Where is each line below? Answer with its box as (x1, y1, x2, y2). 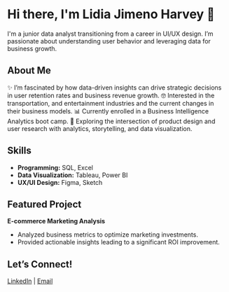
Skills (7, 145, 32, 157)
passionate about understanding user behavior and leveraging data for (7, 36, 211, 45)
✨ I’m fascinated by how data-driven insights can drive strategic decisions (7, 83, 222, 92)
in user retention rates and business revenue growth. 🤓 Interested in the (7, 91, 215, 99)
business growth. (7, 44, 57, 53)
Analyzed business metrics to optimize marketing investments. (17, 230, 198, 239)
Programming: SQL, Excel (17, 163, 93, 172)
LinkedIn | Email (7, 277, 53, 286)
